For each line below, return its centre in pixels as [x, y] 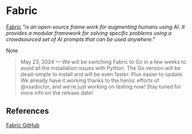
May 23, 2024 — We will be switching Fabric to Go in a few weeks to [103, 62]
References [28, 111]
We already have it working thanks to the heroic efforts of [90, 80]
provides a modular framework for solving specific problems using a [89, 33]
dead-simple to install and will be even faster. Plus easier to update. [102, 74]
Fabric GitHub [23, 125]
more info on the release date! [57, 93]
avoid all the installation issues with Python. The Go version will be [100, 68]
